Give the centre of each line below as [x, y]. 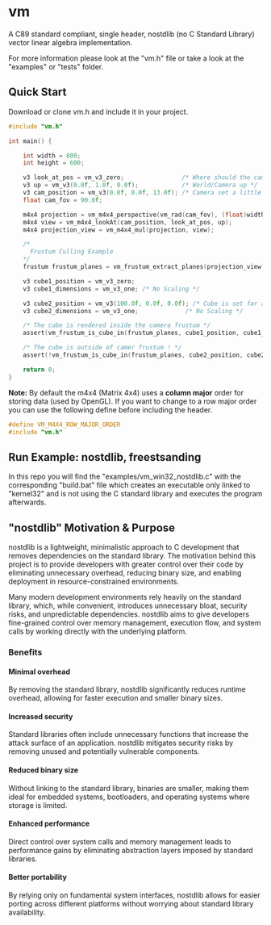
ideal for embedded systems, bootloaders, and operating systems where [129, 797]
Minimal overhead [40, 672]
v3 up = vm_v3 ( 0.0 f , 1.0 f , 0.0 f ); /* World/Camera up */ [140, 185]
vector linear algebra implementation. [71, 42]
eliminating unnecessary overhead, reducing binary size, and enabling [125, 573]
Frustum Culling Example [71, 252]
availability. [27, 912]
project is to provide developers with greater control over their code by [126, 564]
